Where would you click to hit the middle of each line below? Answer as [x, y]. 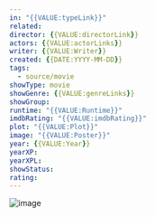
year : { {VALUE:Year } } [50, 144]
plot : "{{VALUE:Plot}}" [54, 127]
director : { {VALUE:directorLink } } [74, 34]
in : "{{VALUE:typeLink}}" [58, 18]
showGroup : [30, 102]
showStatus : [32, 169]
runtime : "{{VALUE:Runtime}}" [66, 110]
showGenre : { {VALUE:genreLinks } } [72, 93]
